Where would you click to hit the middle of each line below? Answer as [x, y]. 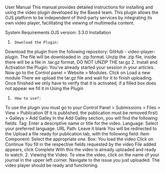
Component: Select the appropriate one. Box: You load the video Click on [79, 139]
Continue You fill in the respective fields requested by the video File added [81, 144]
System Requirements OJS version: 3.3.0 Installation [58, 32]
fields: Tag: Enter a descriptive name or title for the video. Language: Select [82, 123]
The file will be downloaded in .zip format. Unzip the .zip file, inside [88, 57]
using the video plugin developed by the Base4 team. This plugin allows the [82, 12]
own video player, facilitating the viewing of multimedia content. [70, 23]
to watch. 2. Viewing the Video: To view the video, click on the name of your [82, 155]
